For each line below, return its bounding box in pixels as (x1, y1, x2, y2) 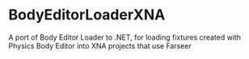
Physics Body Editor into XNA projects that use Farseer (8, 40, 192, 50)
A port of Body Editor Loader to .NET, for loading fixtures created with (8, 32, 241, 42)
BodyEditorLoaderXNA (8, 6, 166, 24)
